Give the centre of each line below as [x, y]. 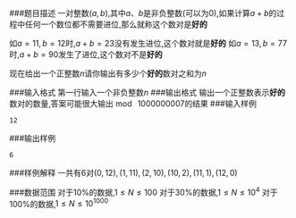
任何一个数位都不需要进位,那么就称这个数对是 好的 [116, 24]
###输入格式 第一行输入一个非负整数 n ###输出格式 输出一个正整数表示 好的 [148, 92]
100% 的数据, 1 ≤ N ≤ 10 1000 [59, 203]
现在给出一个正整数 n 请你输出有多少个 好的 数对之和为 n [108, 73]
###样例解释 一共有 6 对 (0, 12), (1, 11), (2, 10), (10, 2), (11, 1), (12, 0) [124, 173]
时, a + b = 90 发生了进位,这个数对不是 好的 [86, 54]
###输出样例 [33, 138]
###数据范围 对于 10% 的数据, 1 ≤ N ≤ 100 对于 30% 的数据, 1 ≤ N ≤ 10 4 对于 [144, 192]
